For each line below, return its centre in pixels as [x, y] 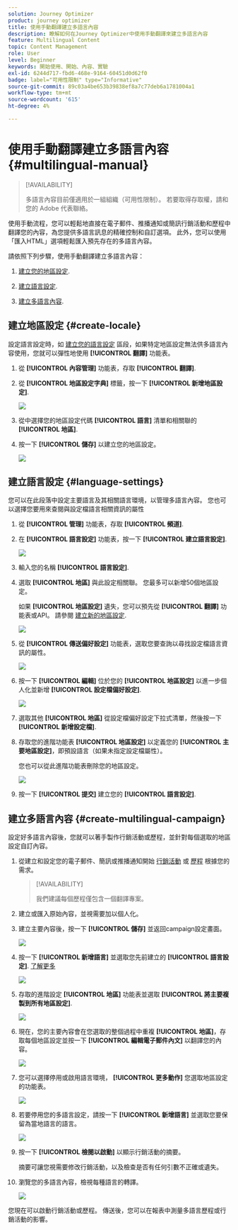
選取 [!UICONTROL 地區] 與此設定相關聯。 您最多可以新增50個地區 [115, 582]
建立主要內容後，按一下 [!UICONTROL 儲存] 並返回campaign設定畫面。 [122, 929]
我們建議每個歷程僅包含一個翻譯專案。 [91, 899]
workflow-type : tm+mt [40, 93]
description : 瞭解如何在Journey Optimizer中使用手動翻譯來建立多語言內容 [108, 34]
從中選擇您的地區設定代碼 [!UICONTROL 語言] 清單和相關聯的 [107, 420]
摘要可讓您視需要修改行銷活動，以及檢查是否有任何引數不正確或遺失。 [120, 1167]
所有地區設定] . [52, 1003]
